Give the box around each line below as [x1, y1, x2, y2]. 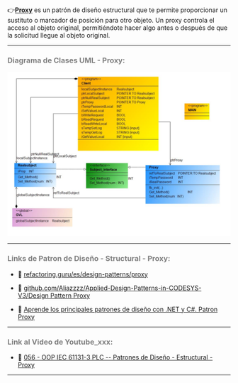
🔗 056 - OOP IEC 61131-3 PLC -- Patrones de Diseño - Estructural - [17, 353, 213, 362]
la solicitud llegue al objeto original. [7, 31, 110, 39]
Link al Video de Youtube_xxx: [7, 337, 113, 347]
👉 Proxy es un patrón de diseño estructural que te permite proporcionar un [7, 6, 228, 14]
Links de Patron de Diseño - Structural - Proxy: [7, 254, 171, 264]
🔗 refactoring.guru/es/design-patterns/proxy [17, 269, 149, 279]
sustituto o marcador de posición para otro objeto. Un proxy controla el [7, 16, 215, 24]
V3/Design [17, 291, 50, 300]
